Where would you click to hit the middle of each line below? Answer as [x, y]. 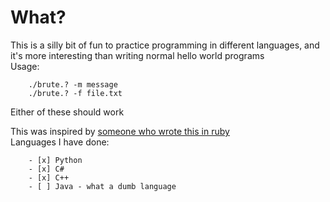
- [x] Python [55, 160]
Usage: [25, 66]
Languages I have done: [60, 142]
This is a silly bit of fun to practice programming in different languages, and [165, 45]
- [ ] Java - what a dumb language [102, 186]
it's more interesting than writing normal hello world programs [137, 55]
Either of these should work [67, 112]
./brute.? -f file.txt [75, 93]
